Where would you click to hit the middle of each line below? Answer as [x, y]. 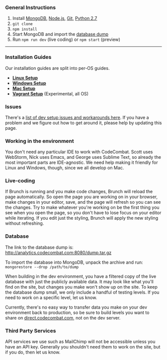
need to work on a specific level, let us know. [51, 297]
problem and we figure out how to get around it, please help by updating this [83, 123]
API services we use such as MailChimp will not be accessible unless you [80, 342]
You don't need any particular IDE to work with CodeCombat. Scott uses [79, 152]
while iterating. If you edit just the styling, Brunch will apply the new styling [82, 218]
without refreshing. [25, 223]
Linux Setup [25, 78]
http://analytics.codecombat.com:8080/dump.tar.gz [58, 252]
